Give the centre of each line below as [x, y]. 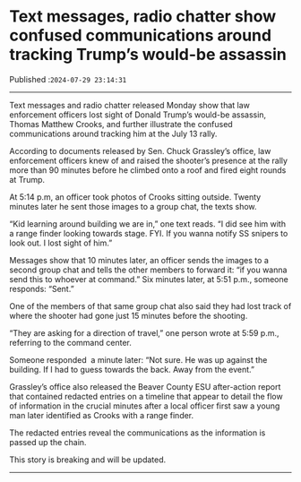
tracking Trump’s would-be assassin [148, 55]
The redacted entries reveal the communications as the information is [138, 433]
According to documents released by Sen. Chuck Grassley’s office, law [140, 151]
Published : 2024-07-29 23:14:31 [68, 79]
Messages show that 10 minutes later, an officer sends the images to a [139, 260]
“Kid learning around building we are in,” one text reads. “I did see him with [148, 224]
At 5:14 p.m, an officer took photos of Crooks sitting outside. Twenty [135, 197]
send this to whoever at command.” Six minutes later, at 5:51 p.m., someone [149, 279]
